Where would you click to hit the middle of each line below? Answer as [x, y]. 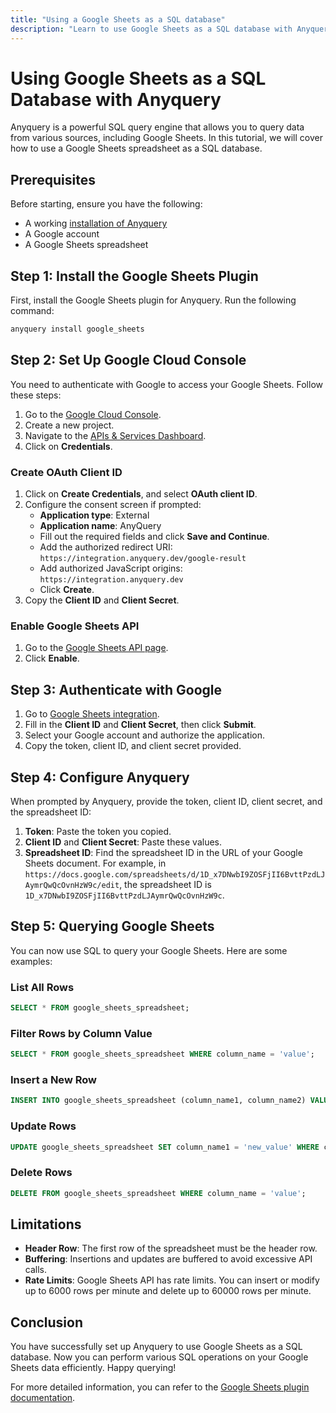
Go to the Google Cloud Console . [93, 414]
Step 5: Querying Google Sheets [112, 926]
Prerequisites [53, 179]
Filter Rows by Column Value [81, 1033]
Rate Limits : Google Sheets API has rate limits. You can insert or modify [172, 1280]
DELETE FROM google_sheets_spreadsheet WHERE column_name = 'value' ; [158, 1193]
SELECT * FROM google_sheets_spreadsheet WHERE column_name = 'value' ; [162, 1054]
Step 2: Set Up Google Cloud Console [128, 360]
